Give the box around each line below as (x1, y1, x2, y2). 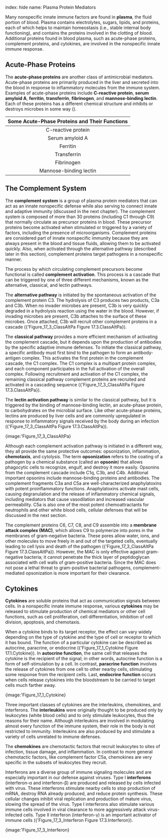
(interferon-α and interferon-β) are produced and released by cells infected (5, 780, 161, 786)
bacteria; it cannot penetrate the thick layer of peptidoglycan (24, 554, 149, 560)
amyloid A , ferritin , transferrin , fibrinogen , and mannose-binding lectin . (5, 95, 158, 101)
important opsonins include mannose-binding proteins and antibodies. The (5, 475, 159, 481)
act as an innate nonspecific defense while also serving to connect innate (5, 203, 157, 209)
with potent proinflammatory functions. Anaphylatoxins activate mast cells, (5, 485, 159, 491)
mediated (5, 570, 25, 576)
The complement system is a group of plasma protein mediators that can (5, 197, 157, 203)
